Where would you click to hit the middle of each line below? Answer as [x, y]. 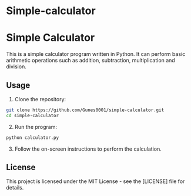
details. [15, 188]
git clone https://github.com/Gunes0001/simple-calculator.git [85, 110]
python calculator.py [33, 137]
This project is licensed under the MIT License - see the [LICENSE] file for [95, 181]
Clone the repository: [40, 99]
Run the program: [36, 127]
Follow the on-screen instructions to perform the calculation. [88, 149]
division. [16, 67]
